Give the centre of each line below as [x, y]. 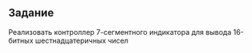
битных [21, 40]
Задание [31, 13]
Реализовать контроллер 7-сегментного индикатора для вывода [120, 32]
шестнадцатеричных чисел [81, 40]
